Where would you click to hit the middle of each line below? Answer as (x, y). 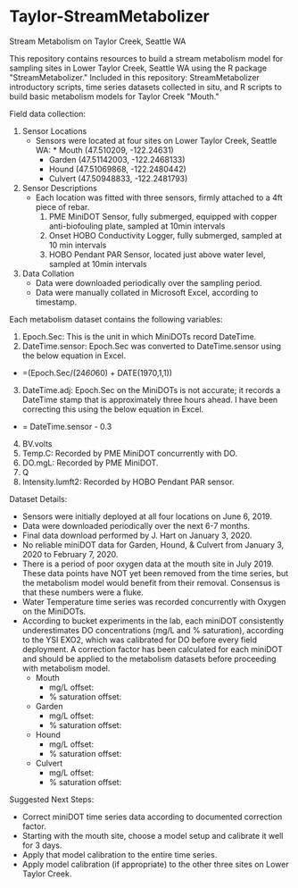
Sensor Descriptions (60, 188)
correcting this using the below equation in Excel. (113, 409)
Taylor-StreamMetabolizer (109, 17)
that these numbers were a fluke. (83, 592)
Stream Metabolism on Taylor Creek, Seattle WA (98, 41)
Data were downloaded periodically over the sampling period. (149, 282)
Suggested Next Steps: (52, 799)
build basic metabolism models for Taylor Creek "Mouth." (115, 96)
